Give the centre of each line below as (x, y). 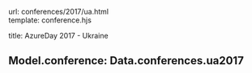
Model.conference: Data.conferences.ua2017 (126, 61)
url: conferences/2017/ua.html (59, 12)
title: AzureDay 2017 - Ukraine (58, 36)
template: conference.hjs (50, 20)
